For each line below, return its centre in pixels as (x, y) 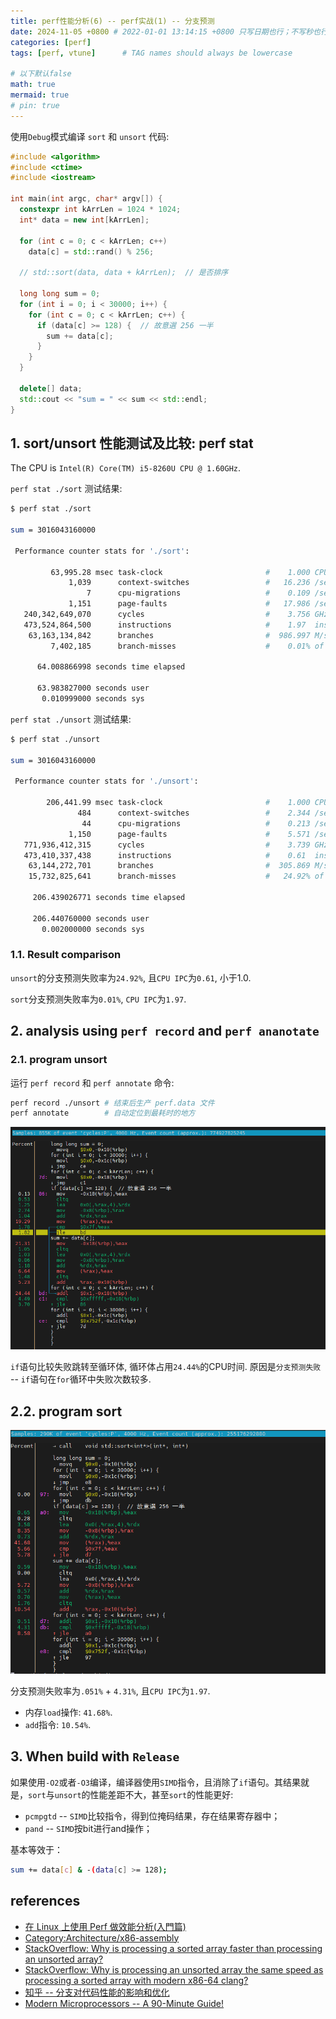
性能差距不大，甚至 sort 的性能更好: (161, 1794)
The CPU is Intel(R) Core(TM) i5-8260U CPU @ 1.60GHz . (126, 468)
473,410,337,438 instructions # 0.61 (165, 855)
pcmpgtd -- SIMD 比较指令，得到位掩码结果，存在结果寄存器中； (152, 1816)
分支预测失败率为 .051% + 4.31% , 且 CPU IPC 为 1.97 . (110, 1691)
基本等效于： (36, 1849)
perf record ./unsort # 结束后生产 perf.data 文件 (112, 1103)
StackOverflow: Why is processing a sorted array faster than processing (173, 1948)
